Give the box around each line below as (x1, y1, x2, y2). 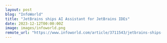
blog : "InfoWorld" (5, 12, 43, 17)
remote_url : (5, 30, 30, 35)
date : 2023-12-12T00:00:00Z (5, 21, 64, 26)
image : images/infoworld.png (5, 26, 66, 31)
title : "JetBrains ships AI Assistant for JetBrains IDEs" (5, 16, 130, 21)
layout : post (5, 7, 32, 12)
